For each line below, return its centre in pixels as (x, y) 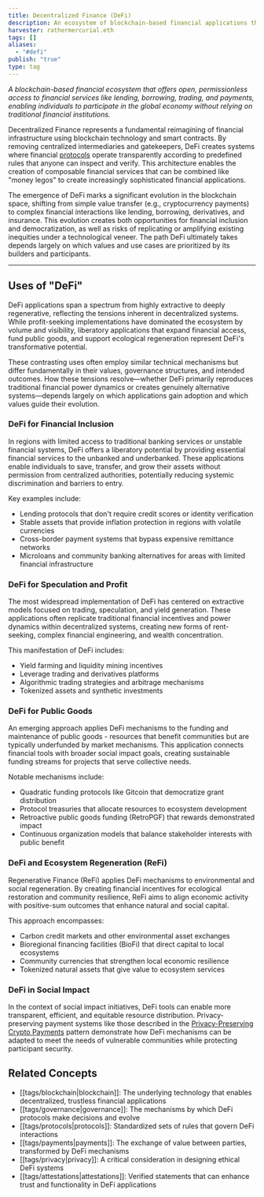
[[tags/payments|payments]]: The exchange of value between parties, (133, 1143)
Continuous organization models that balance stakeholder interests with (136, 834)
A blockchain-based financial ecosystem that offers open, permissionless (128, 89)
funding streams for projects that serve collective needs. (100, 762)
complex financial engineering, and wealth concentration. (130, 635)
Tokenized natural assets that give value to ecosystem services (122, 969)
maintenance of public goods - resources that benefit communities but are (129, 737)
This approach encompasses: (56, 920)
